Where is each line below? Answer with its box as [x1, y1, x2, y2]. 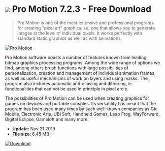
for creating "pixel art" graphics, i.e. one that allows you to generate [17, 25, 155, 30]
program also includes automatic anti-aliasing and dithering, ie [5, 80, 132, 87]
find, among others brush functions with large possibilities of [5, 65, 129, 71]
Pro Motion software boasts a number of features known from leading [5, 54, 147, 60]
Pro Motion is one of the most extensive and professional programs [17, 20, 154, 26]
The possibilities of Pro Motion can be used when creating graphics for [5, 95, 149, 101]
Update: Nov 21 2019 [12, 125, 56, 131]
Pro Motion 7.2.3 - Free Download [12, 3, 152, 15]
